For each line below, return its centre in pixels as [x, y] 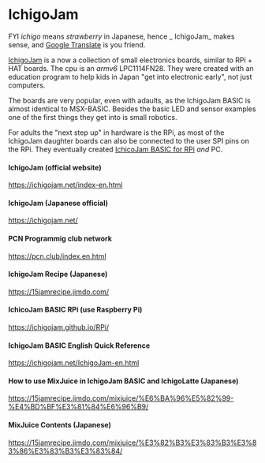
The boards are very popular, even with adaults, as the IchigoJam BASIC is [129, 100]
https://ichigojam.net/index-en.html [65, 185]
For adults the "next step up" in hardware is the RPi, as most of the [116, 133]
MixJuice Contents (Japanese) [60, 424]
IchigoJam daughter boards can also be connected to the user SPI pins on [129, 140]
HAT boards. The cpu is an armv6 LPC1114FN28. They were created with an [131, 68]
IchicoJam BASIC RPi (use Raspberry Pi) [75, 310]
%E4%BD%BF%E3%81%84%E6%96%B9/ [78, 407]
